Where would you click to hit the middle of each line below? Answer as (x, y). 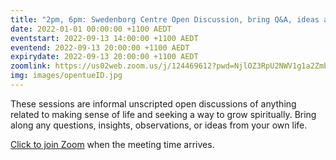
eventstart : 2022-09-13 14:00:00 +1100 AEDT (104, 38)
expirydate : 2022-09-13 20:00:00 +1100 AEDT (104, 57)
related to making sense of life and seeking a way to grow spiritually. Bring (163, 114)
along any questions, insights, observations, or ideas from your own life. (159, 125)
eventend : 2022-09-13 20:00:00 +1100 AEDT (100, 47)
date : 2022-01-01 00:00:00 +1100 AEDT (91, 29)
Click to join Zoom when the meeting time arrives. (112, 144)
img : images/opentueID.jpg (66, 76)
